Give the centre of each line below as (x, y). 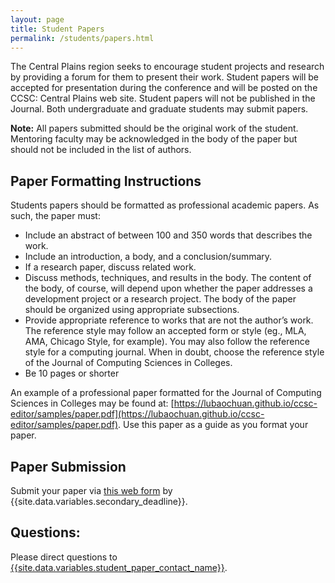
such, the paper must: (55, 216)
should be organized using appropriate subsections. (132, 310)
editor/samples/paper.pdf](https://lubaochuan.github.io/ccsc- (137, 414)
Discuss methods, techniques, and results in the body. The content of (168, 278)
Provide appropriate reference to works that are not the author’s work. (169, 320)
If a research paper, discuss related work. (110, 267)
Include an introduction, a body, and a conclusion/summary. (148, 257)
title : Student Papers (57, 29)
